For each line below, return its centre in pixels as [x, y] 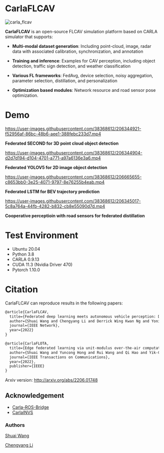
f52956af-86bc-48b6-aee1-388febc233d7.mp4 [53, 134]
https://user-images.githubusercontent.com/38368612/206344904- [74, 152]
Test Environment [42, 236]
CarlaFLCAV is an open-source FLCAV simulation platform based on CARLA [81, 31]
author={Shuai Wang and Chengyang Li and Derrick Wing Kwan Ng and [80, 321]
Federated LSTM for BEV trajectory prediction [52, 192]
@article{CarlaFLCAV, [27, 312]
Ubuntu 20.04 [26, 249]
